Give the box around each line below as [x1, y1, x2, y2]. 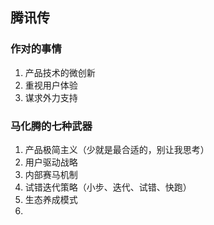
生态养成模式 [24, 193, 78, 205]
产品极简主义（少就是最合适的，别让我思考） [24, 143, 210, 155]
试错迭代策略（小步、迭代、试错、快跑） [24, 181, 192, 193]
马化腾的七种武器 [10, 119, 93, 133]
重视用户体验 [24, 79, 78, 91]
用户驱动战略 [24, 156, 78, 168]
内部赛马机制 [24, 168, 78, 180]
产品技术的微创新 [24, 66, 96, 78]
